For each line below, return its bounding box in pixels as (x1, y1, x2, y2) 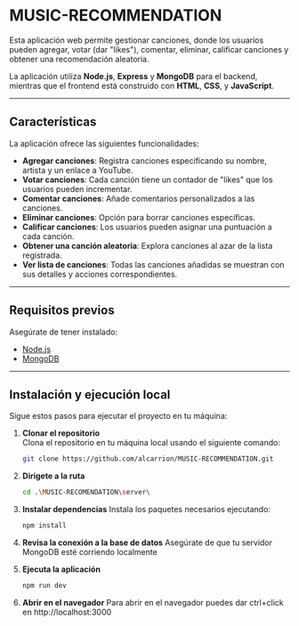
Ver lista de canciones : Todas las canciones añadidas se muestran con (21, 259, 285, 269)
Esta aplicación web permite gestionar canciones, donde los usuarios (9, 35, 264, 45)
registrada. (21, 250, 62, 261)
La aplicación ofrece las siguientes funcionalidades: (9, 138, 199, 148)
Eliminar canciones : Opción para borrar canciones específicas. (21, 212, 256, 222)
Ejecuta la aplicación (21, 564, 101, 574)
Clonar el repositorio (21, 428, 101, 438)
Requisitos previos (9, 303, 115, 318)
